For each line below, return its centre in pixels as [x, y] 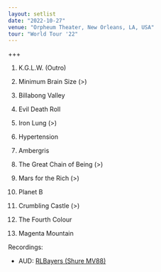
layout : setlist [32, 14]
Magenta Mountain [46, 234]
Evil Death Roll [39, 109]
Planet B [30, 192]
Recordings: [26, 247]
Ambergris [34, 151]
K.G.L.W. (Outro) [42, 68]
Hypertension [38, 137]
